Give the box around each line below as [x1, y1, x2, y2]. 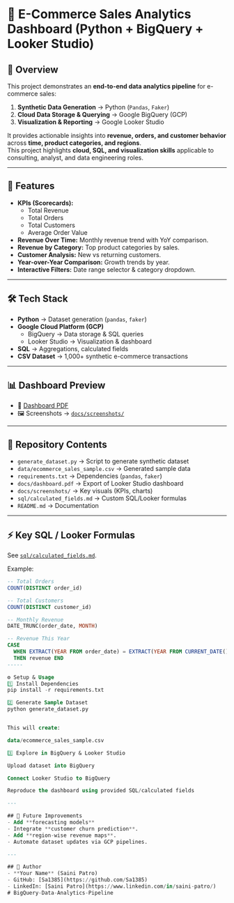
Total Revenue [27, 206, 69, 215]
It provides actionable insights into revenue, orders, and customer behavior [7, 132, 226, 139]
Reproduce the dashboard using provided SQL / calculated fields [7, 787, 195, 794]
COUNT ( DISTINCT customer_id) [7, 603, 92, 610]
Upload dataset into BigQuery [7, 762, 95, 769]
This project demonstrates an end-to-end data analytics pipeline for [7, 82, 205, 90]
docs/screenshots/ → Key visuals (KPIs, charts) [17, 487, 153, 495]
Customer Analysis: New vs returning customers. [17, 250, 162, 258]
